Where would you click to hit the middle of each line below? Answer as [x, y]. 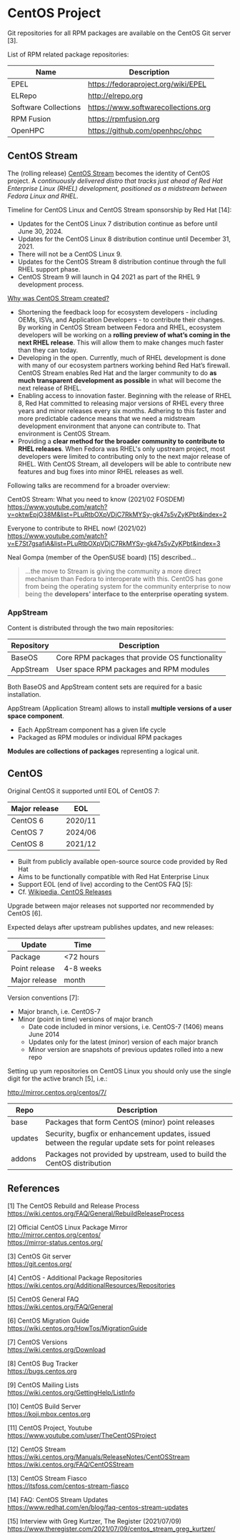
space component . [36, 716]
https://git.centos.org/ [40, 1263]
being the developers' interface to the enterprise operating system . [127, 594]
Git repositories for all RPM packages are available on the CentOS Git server [119, 33]
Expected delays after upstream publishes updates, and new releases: [111, 927]
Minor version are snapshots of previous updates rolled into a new [126, 1049]
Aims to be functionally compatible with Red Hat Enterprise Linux [113, 876]
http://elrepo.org [115, 96]
